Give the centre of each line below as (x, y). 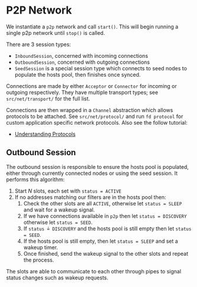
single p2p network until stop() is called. (55, 32)
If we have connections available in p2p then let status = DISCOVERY (105, 216)
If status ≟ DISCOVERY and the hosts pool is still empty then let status (107, 229)
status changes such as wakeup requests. (57, 278)
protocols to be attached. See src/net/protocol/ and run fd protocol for (95, 116)
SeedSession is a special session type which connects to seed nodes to (101, 68)
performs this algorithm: (35, 179)
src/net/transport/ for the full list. (48, 99)
